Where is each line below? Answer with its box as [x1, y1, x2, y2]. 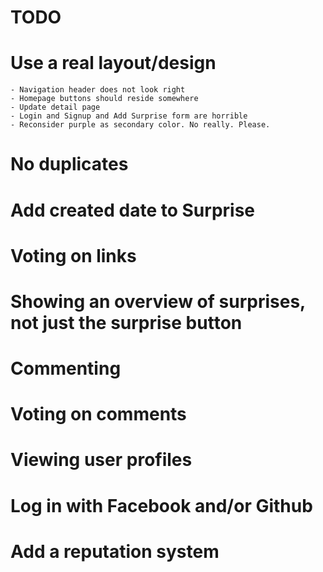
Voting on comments [10, 403, 187, 426]
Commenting [10, 357, 122, 380]
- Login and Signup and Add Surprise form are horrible [10, 111, 248, 121]
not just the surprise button [10, 311, 243, 334]
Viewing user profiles [10, 449, 193, 471]
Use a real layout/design [10, 52, 217, 75]
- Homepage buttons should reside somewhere [10, 94, 199, 104]
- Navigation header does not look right [10, 85, 186, 95]
